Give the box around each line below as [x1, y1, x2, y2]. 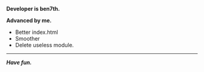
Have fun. [6, 59, 32, 66]
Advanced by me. [6, 17, 52, 24]
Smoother [15, 35, 41, 42]
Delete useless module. [15, 42, 74, 48]
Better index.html [15, 28, 58, 36]
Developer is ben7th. [6, 5, 60, 12]
